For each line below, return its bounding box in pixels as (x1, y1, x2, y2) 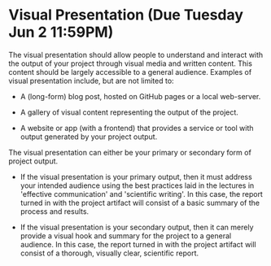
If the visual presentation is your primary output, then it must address (20, 172, 252, 181)
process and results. (20, 206, 90, 216)
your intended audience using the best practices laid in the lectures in (20, 181, 255, 190)
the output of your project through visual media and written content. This (8, 59, 252, 68)
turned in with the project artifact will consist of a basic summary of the (20, 198, 260, 207)
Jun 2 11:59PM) (8, 23, 114, 41)
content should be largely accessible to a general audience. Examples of (8, 67, 252, 76)
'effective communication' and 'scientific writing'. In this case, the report (20, 189, 263, 198)
